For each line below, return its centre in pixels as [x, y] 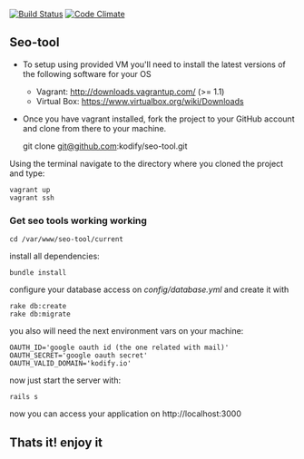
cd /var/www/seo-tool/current [67, 239]
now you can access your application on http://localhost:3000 [126, 414]
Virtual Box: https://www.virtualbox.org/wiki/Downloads [140, 101]
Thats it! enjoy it [56, 442]
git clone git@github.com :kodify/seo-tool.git [105, 146]
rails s [24, 397]
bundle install [38, 273]
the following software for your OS [87, 73]
